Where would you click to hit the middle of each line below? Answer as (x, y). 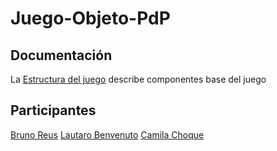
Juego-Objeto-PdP (90, 18)
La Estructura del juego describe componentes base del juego (138, 79)
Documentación (61, 55)
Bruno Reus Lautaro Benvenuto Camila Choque (107, 134)
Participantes (53, 110)
